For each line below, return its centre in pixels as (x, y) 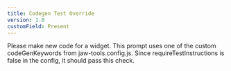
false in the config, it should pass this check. (71, 61)
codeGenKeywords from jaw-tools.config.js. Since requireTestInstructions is (116, 53)
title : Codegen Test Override (51, 13)
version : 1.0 (26, 20)
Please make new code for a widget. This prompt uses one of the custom (112, 46)
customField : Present (38, 26)
